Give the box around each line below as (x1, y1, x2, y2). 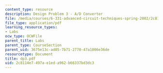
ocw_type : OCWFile (5, 34, 42, 39)
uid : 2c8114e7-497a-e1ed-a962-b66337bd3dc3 (5, 61, 95, 65)
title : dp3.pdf (5, 56, 36, 61)
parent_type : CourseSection (5, 43, 62, 48)
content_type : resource (5, 7, 53, 12)
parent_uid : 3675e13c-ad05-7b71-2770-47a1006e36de (5, 47, 110, 52)
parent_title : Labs (5, 38, 45, 43)
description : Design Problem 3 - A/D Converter (5, 12, 103, 16)
